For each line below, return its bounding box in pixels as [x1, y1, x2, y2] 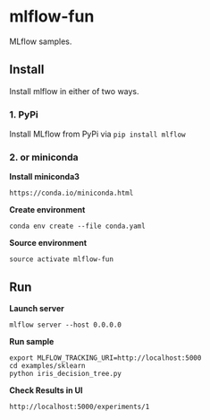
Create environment [9, 205, 86, 215]
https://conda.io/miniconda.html [9, 188, 134, 198]
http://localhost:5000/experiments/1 [9, 402, 150, 412]
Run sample [9, 337, 55, 347]
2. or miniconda [9, 151, 79, 163]
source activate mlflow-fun [9, 255, 114, 264]
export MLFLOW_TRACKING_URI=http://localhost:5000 [9, 354, 202, 363]
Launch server [9, 303, 65, 314]
